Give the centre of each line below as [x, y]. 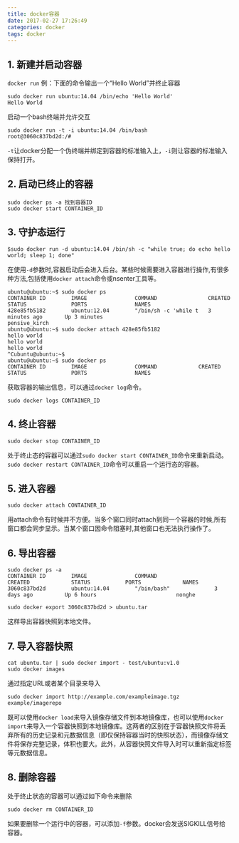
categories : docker [36, 27]
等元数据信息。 [29, 753]
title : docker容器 [33, 14]
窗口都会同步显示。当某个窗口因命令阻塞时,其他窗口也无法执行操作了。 [111, 529]
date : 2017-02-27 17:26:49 [47, 21]
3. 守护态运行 [36, 232]
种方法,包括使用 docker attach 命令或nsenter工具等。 [84, 278]
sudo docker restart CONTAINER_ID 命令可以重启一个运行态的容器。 [105, 464]
